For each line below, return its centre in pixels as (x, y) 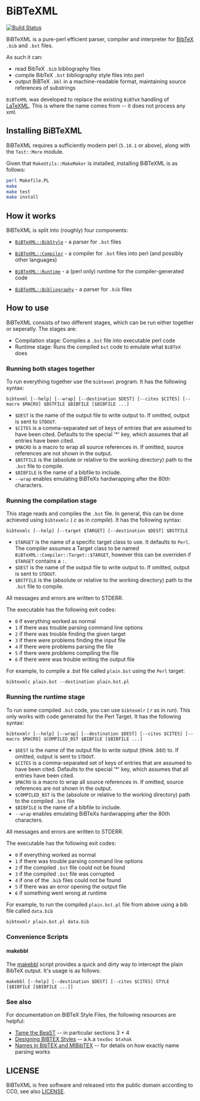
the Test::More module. (35, 151)
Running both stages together (50, 368)
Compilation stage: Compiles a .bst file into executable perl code (95, 340)
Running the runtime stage (46, 697)
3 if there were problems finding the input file (70, 641)
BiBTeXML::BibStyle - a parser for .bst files (68, 242)
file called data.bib (30, 911)
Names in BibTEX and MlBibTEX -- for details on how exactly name (97, 1045)
